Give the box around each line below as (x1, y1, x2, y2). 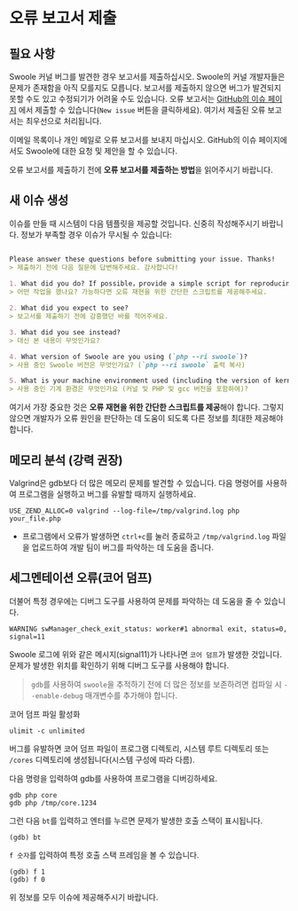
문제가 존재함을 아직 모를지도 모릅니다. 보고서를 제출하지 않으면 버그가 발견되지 (9, 82, 282, 93)
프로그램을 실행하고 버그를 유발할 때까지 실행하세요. (18, 489, 197, 499)
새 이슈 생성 (9, 192, 69, 208)
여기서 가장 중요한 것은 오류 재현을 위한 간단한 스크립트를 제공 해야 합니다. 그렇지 (9, 402, 285, 412)
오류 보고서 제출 (9, 8, 117, 28)
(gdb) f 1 (9, 867, 46, 876)
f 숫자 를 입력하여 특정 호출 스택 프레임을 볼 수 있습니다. (9, 849, 200, 860)
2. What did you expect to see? (9, 303, 129, 313)
